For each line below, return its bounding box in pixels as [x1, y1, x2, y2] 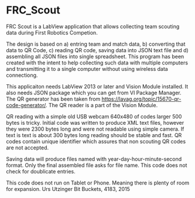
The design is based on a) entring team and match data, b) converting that [6, 40, 186, 47]
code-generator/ [6, 101, 46, 108]
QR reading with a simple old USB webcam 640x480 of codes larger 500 [6, 112, 182, 120]
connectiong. [6, 71, 38, 78]
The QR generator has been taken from [6, 95, 101, 103]
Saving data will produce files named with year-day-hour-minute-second [6, 155, 182, 162]
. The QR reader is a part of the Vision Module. [46, 101, 158, 108]
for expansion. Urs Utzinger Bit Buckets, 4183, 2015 [6, 185, 131, 192]
